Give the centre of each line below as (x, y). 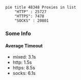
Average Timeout (24, 45)
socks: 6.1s (24, 73)
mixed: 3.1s (24, 57)
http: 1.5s (22, 62)
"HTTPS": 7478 (29, 16)
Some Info (18, 33)
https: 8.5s (24, 68)
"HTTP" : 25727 (31, 12)
